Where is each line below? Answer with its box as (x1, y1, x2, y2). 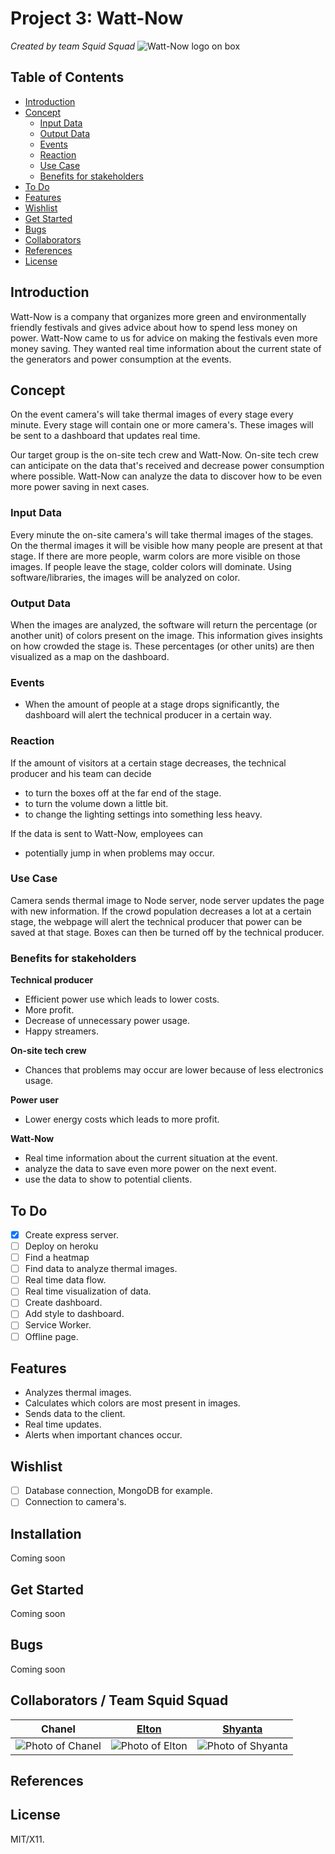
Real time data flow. (24, 1274, 107, 1286)
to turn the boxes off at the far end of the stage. (24, 787, 222, 799)
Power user (10, 1094, 60, 1106)
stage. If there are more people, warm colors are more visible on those (10, 550, 301, 562)
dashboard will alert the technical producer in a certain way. (24, 709, 273, 721)
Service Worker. (24, 1319, 92, 1331)
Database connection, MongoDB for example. (24, 1485, 213, 1497)
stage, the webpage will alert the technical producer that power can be (10, 915, 303, 927)
